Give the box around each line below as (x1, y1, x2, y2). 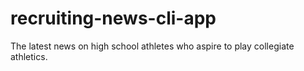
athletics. (10, 50, 48, 62)
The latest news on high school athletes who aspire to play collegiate (10, 40, 295, 52)
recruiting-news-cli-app (10, 7, 217, 30)
